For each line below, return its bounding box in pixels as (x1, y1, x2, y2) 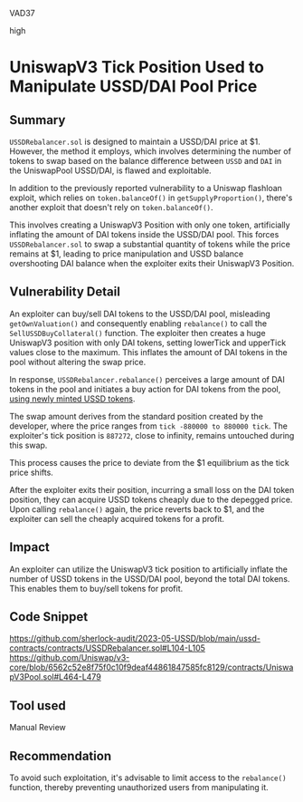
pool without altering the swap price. (9, 356, 147, 367)
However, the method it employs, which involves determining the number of (9, 146, 292, 157)
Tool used (9, 698, 66, 713)
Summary (9, 112, 66, 128)
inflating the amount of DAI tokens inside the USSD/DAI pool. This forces (9, 229, 279, 239)
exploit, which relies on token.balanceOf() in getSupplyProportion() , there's (9, 192, 293, 203)
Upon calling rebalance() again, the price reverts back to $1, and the (9, 503, 265, 515)
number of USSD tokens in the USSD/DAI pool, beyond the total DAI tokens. (9, 573, 290, 584)
